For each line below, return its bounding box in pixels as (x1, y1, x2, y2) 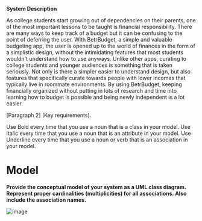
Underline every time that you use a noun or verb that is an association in (6, 136, 188, 143)
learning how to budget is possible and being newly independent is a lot (6, 93, 185, 101)
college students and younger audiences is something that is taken (6, 61, 173, 69)
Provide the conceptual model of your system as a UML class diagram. (6, 183, 186, 190)
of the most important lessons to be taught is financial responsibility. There (6, 23, 192, 30)
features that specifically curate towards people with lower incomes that (6, 75, 186, 81)
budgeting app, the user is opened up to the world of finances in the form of (6, 42, 196, 49)
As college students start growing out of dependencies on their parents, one (6, 17, 196, 23)
